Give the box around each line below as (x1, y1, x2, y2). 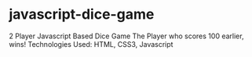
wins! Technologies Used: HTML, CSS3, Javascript (9, 39, 173, 48)
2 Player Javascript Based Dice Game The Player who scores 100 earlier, (9, 31, 244, 41)
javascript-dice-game (9, 5, 155, 23)
